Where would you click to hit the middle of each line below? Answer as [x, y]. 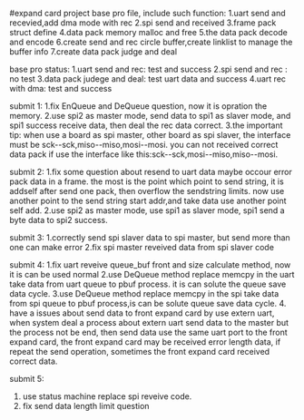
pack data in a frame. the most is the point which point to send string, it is [147, 181]
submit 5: [27, 379]
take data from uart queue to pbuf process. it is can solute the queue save [148, 284]
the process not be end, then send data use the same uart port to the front [148, 332]
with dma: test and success [61, 88]
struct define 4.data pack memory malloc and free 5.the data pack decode [148, 32]
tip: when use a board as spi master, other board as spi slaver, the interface [150, 135]
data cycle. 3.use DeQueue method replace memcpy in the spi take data [144, 293]
